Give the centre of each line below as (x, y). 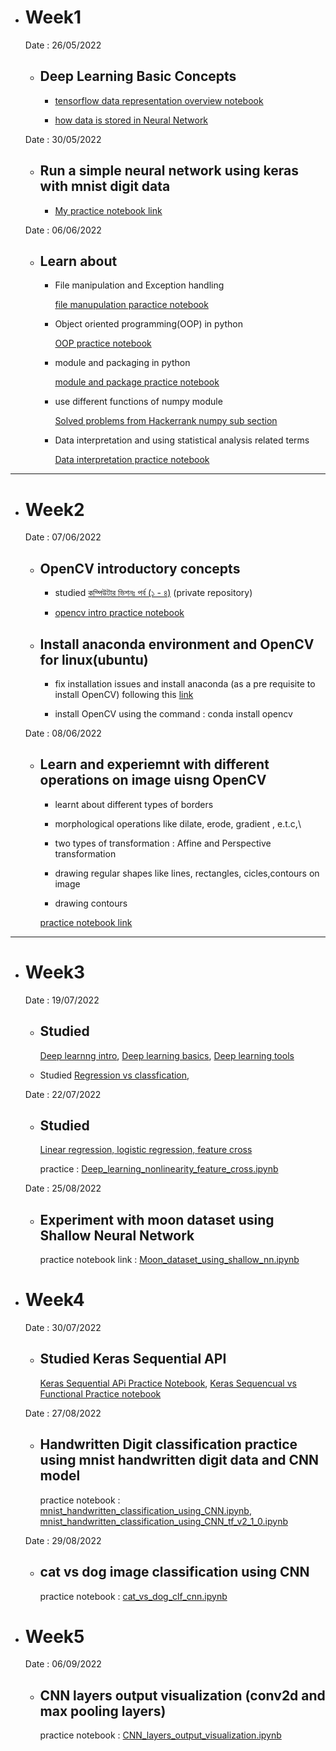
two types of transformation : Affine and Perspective (163, 843)
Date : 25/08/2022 (63, 1188)
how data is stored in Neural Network (131, 120)
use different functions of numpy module (138, 402)
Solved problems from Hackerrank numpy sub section (166, 421)
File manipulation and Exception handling (139, 285)
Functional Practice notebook (100, 1393)
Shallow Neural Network (117, 1235)
